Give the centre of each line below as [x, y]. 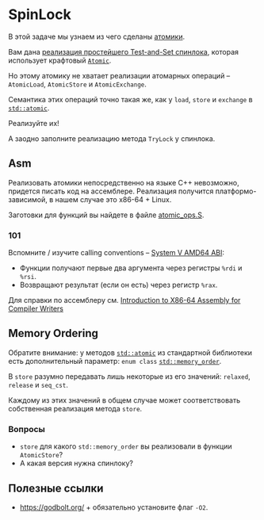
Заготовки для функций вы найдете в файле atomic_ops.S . [106, 215]
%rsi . [28, 277]
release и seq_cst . [38, 384]
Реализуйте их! [34, 123]
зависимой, [28, 199]
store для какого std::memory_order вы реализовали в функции [126, 446]
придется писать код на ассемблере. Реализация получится [111, 191]
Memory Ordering [54, 333]
